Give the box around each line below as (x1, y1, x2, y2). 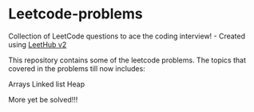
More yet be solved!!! (8, 94, 78, 104)
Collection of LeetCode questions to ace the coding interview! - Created (8, 31, 246, 41)
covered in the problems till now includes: (8, 63, 145, 73)
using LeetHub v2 (8, 39, 67, 49)
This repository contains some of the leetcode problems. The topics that (8, 55, 246, 65)
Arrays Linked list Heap (8, 79, 85, 89)
